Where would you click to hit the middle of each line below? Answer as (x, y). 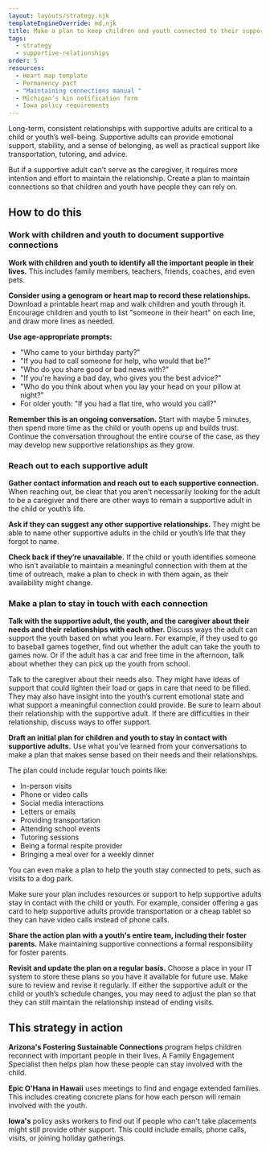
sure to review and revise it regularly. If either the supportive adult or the (128, 985)
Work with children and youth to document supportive (116, 235)
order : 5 (23, 61)
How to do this (45, 212)
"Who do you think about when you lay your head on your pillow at (130, 386)
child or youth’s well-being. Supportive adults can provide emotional (121, 137)
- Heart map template (52, 76)
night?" (32, 394)
